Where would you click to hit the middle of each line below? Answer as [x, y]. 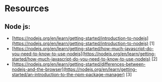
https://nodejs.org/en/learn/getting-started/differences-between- [80, 64]
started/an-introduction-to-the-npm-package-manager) [68, 74]
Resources [27, 9]
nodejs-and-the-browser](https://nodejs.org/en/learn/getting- [74, 69]
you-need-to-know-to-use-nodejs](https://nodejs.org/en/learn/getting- [84, 54]
